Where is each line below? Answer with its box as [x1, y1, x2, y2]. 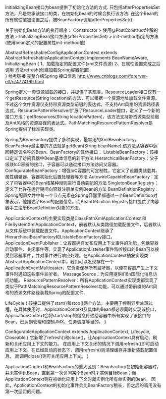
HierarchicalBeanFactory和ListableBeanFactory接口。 [5, 234, 115, 239]
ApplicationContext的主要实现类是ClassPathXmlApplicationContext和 [5, 215, 146, 221]
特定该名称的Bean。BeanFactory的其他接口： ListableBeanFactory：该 [9, 149, 154, 155]
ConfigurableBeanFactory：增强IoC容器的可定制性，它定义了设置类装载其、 [5, 168, 160, 173]
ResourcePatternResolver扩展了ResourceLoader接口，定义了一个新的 [18, 108, 160, 113]
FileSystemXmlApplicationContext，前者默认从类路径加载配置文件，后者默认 [5, 222, 162, 227]
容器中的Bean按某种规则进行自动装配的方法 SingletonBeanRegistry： [18, 180, 159, 186]
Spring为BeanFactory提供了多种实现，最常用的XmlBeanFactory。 [5, 137, 139, 142]
